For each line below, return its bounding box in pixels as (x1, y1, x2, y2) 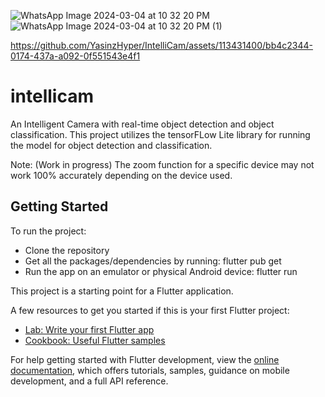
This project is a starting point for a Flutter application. (10, 285, 234, 297)
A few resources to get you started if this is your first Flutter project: (10, 304, 290, 316)
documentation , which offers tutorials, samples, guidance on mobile (10, 364, 290, 376)
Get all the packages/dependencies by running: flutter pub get (24, 255, 282, 267)
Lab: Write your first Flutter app (24, 323, 155, 335)
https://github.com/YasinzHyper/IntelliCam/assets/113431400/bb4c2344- (10, 40, 313, 51)
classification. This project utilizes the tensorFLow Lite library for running (10, 128, 311, 140)
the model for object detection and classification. (10, 139, 213, 151)
